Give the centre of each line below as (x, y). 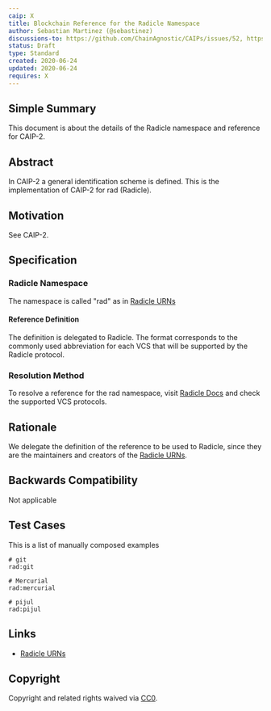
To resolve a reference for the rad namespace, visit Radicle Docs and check (134, 393)
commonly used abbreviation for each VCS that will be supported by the (128, 346)
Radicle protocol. (36, 354)
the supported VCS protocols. (58, 402)
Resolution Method (46, 375)
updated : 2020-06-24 (43, 69)
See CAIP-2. (29, 235)
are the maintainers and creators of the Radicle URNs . (98, 455)
